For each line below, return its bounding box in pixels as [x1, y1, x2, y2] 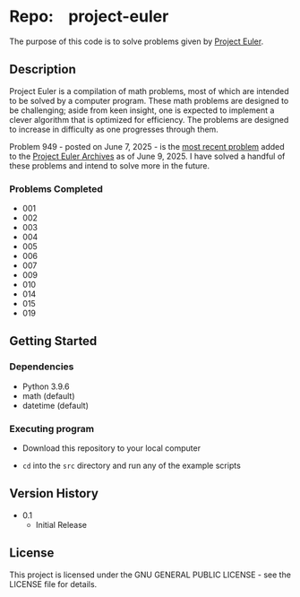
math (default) [21, 390, 75, 401]
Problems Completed [9, 182, 103, 195]
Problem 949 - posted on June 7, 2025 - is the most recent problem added [9, 141, 285, 151]
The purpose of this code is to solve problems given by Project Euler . [9, 36, 264, 47]
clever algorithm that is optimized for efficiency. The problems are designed [9, 114, 289, 125]
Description [9, 62, 76, 77]
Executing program [9, 422, 95, 435]
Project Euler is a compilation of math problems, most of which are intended [9, 85, 289, 96]
